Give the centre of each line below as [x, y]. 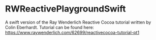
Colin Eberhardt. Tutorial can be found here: [50, 27]
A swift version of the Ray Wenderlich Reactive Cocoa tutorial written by [78, 22]
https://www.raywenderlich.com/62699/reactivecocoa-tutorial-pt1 [72, 32]
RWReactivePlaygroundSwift [65, 9]
